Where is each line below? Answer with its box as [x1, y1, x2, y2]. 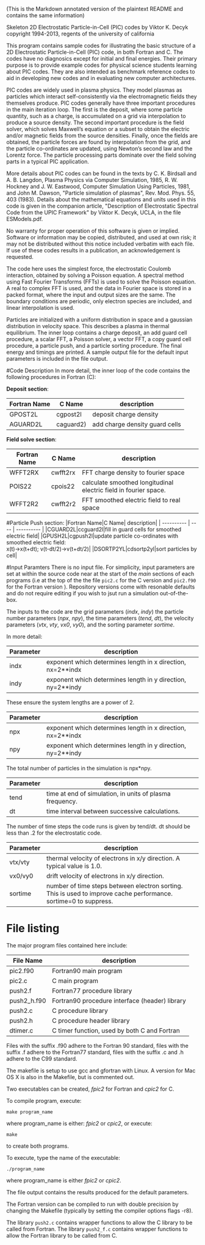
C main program [51, 976, 99, 985]
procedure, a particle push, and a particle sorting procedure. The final [6, 342, 182, 349]
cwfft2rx [51, 468, 76, 476]
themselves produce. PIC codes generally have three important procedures [6, 99, 196, 107]
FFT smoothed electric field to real [82, 496, 181, 504]
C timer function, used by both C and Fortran [51, 1026, 180, 1034]
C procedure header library [51, 1016, 130, 1025]
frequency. [46, 797, 78, 805]
